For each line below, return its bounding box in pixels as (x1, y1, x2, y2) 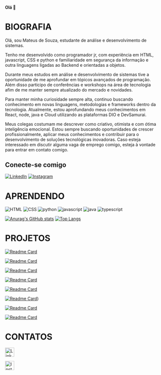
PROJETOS (5, 233, 51, 244)
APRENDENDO (5, 191, 65, 201)
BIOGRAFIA (5, 21, 52, 32)
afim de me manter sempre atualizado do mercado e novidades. (5, 87, 133, 92)
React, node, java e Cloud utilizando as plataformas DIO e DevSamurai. (5, 112, 147, 118)
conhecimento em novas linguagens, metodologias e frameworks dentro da (5, 101, 156, 107)
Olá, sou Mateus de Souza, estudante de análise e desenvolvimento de (5, 37, 147, 43)
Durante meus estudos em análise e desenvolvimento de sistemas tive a (5, 71, 149, 77)
